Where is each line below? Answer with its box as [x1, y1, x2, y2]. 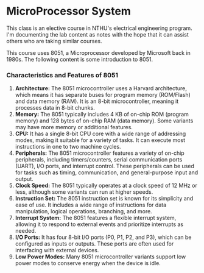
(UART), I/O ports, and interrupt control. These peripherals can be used [15, 163, 195, 170]
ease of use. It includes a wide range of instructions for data [15, 201, 167, 208]
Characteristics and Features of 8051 [6, 71, 119, 79]
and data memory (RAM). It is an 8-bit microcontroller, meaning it [15, 97, 178, 105]
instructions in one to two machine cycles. [15, 143, 121, 151]
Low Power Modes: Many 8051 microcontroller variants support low [15, 253, 186, 260]
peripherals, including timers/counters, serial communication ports [15, 156, 183, 163]
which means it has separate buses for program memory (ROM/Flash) [15, 91, 191, 99]
